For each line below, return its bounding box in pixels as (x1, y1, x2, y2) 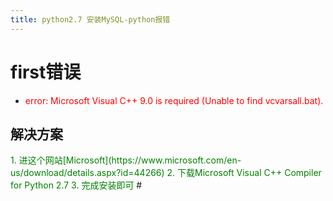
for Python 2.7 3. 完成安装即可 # (10, 179, 143, 191)
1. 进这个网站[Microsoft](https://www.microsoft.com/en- (10, 154, 242, 166)
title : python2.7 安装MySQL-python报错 (10, 14, 171, 25)
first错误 (10, 61, 82, 83)
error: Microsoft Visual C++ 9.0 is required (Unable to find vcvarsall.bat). (24, 94, 324, 106)
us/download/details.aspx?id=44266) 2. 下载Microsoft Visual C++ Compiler (10, 167, 322, 179)
